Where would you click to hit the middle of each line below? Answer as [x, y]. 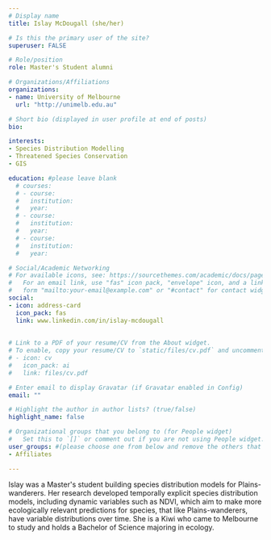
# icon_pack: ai [39, 365]
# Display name [34, 16]
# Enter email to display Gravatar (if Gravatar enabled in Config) [126, 387]
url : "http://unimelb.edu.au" [66, 105]
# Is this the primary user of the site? [79, 38]
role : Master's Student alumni [61, 68]
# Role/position [35, 60]
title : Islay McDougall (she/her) [67, 23]
